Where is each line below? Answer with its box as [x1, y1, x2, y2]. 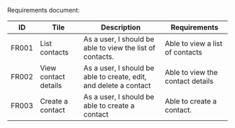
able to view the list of [83, 43, 156, 52]
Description [101, 22, 141, 32]
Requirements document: [7, 6, 80, 14]
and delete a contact [83, 80, 152, 90]
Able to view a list [164, 38, 222, 48]
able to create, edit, [83, 72, 147, 81]
